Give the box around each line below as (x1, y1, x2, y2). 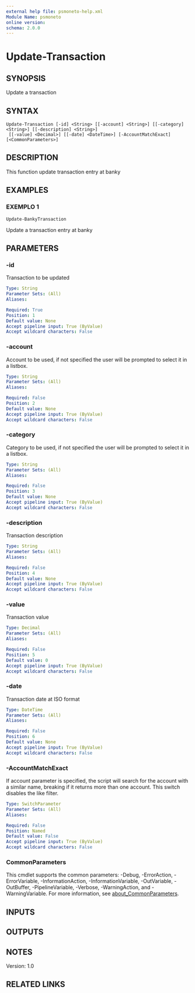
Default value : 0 (6, 657, 48, 663)
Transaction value (6, 613, 49, 621)
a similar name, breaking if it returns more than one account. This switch (6, 783, 180, 791)
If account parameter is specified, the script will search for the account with (6, 777, 189, 784)
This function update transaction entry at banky (6, 168, 121, 175)
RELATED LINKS (6, 980, 65, 989)
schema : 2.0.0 (6, 25, 41, 31)
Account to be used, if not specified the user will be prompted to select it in (6, 356, 187, 363)
